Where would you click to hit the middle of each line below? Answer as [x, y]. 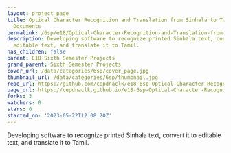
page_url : [21, 90]
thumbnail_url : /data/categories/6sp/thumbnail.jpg [82, 77]
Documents [27, 26]
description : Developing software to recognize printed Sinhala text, [110, 39]
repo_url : [21, 84]
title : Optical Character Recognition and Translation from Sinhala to [112, 20]
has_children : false [37, 52]
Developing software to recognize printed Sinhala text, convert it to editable [114, 135]
